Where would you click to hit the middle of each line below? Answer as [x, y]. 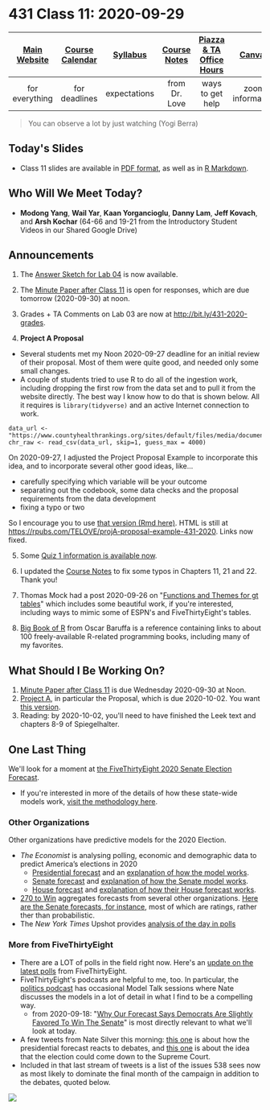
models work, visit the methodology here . [89, 801]
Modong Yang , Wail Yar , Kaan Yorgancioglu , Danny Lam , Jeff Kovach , [139, 213]
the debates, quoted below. [65, 1082]
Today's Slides [46, 149]
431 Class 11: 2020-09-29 [96, 14]
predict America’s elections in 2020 [79, 864]
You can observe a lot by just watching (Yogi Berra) [113, 123]
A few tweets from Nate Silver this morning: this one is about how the [135, 1039]
